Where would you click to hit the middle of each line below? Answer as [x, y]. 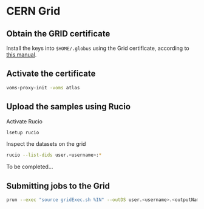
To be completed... [30, 167]
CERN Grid [33, 11]
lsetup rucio [23, 132]
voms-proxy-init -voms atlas [43, 87]
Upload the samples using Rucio [69, 107]
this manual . [22, 55]
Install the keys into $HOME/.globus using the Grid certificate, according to [98, 48]
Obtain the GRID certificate [58, 34]
